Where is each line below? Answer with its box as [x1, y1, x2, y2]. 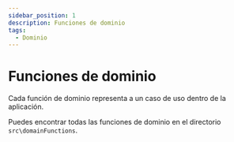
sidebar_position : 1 [8, 11, 77, 20]
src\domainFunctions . [8, 125, 78, 135]
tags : [8, 26, 26, 34]
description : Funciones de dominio [8, 19, 126, 27]
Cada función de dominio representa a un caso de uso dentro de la [8, 94, 227, 103]
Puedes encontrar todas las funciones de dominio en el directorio [8, 118, 221, 127]
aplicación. [8, 102, 44, 111]
